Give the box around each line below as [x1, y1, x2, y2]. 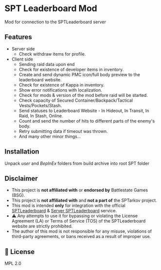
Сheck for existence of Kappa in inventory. [18, 82, 105, 88]
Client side [11, 56, 34, 62]
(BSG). [11, 192, 25, 198]
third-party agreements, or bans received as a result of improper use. [11, 234, 151, 239]
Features [4, 33, 32, 41]
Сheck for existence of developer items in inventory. [18, 66, 124, 72]
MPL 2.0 [4, 260, 21, 267]
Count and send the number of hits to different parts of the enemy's [18, 118, 155, 124]
